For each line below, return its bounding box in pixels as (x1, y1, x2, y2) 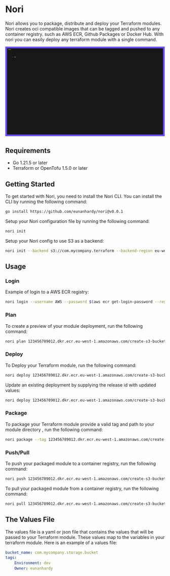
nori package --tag (5, 437, 47, 442)
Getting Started (5, 180, 55, 188)
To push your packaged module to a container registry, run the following (5, 460, 156, 467)
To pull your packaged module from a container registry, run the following (5, 485, 159, 491)
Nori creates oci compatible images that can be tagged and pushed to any (5, 25, 160, 31)
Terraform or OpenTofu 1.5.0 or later (12, 165, 88, 171)
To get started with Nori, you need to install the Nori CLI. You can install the (5, 194, 162, 200)
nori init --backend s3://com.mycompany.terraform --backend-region (5, 248, 153, 253)
